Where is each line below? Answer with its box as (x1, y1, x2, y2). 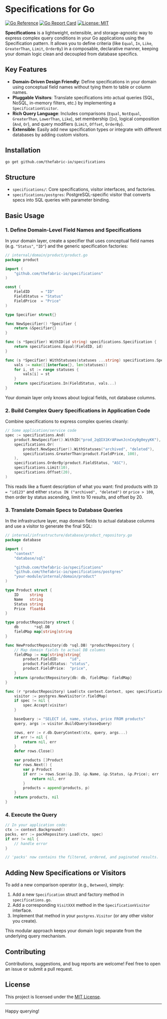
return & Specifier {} (14, 326, 57, 331)
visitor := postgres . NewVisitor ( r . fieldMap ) (14, 694, 108, 699)
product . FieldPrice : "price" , (23, 666, 88, 671)
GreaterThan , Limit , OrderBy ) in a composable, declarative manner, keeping (5, 45, 159, 51)
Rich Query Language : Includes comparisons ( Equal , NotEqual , (12, 110, 142, 116)
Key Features (5, 65, 47, 74)
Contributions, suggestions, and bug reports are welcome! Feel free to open (5, 961, 161, 967)
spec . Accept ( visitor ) (23, 703, 68, 708)
